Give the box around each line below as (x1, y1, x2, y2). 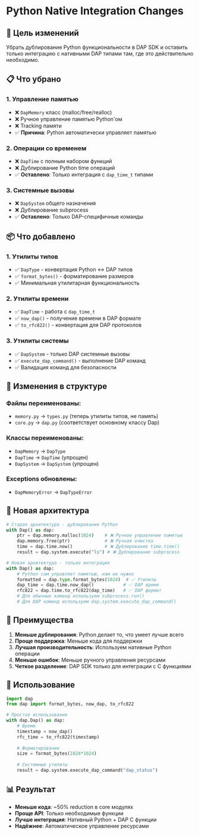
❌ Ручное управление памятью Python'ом (14, 115, 123, 123)
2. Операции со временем (6, 144, 87, 152)
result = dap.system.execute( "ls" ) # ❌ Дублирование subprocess (17, 549, 180, 555)
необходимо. (6, 57, 40, 63)
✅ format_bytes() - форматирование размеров (14, 272, 134, 279)
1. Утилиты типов (6, 252, 58, 260)
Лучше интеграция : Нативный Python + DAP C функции (14, 816, 157, 823)
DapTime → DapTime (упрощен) (14, 454, 89, 461)
